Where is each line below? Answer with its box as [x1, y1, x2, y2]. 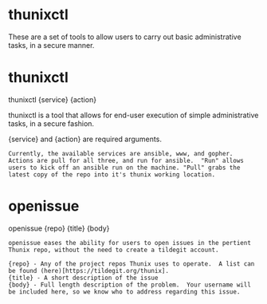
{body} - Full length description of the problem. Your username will [8, 281, 251, 289]
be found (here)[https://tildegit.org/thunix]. [8, 266, 170, 274]
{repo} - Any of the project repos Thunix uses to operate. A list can [8, 259, 255, 268]
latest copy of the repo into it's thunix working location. [8, 170, 216, 179]
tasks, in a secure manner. [8, 40, 95, 49]
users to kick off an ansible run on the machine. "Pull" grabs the [8, 164, 241, 172]
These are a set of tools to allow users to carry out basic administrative [8, 32, 241, 41]
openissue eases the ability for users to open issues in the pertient [8, 239, 251, 247]
